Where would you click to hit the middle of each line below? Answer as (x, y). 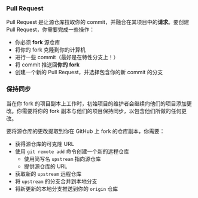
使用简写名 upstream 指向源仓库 (62, 159)
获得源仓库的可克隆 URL (45, 144)
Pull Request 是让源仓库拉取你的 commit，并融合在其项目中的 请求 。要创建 (98, 22)
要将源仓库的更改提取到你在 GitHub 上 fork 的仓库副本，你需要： (86, 131)
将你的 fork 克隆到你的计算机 (50, 50)
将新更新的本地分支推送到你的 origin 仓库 (66, 188)
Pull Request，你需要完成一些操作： (50, 30)
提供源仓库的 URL (45, 166)
